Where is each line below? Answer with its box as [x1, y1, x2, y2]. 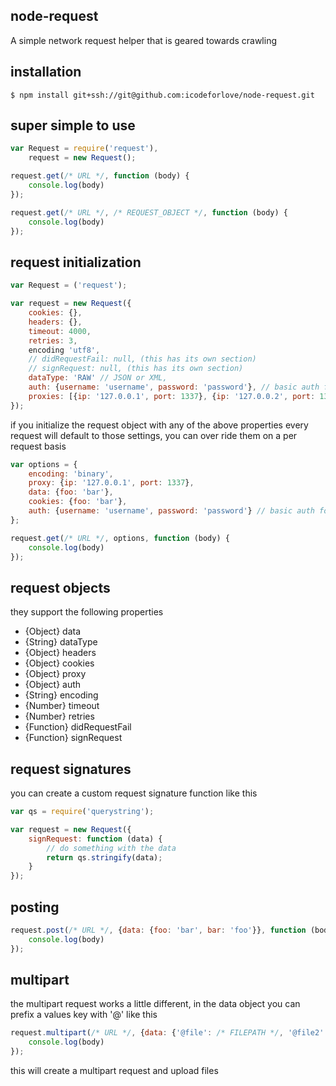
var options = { [10, 459, 78, 469]
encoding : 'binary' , [28, 469, 114, 479]
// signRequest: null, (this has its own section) [28, 364, 244, 374]
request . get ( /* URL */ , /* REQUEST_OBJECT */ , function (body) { [10, 207, 288, 218]
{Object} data [24, 625, 82, 638]
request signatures [10, 760, 132, 778]
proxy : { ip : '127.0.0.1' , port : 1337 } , [28, 478, 195, 488]
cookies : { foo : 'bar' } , [28, 497, 128, 507]
